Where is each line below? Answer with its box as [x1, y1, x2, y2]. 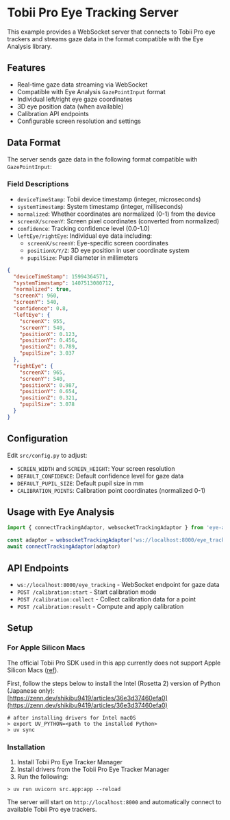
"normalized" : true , [13, 286, 72, 293]
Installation [7, 742, 46, 752]
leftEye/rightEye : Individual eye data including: [16, 232, 153, 240]
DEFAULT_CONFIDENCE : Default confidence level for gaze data [16, 472, 184, 480]
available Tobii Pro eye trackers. [7, 805, 97, 813]
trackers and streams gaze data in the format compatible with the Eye [7, 34, 204, 43]
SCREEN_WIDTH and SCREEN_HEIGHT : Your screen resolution [16, 464, 175, 472]
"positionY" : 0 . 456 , [19, 337, 78, 344]
